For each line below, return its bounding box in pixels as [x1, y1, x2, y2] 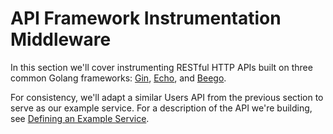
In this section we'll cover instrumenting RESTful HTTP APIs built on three [10, 61, 313, 73]
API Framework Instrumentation [10, 7, 282, 30]
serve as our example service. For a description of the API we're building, [10, 102, 313, 114]
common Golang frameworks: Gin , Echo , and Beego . [10, 72, 227, 84]
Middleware [10, 28, 112, 51]
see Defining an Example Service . [10, 112, 150, 124]
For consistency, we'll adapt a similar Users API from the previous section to [10, 91, 324, 103]
